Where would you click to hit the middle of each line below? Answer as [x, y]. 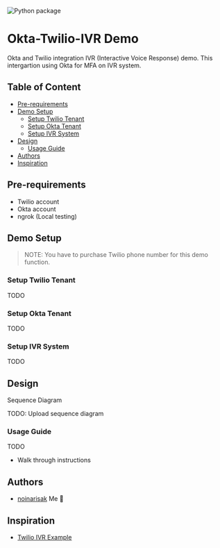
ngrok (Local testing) [47, 216]
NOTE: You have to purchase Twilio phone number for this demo [116, 255]
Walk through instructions [54, 460]
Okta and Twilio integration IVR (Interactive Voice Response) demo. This [110, 58]
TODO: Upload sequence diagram [56, 414]
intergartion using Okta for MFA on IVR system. [74, 65]
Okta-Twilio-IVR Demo [73, 39]
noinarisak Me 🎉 [40, 499]
